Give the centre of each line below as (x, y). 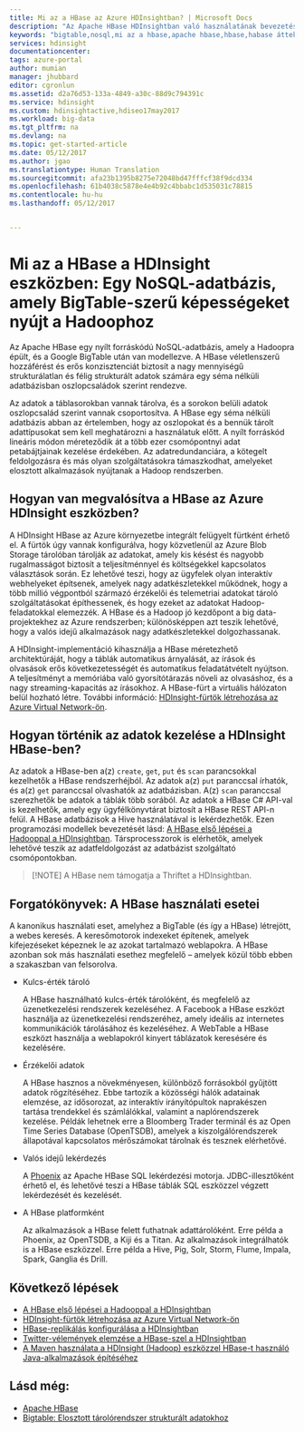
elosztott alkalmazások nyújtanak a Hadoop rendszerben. (116, 470)
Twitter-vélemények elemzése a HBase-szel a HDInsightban (134, 1339)
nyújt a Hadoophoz (82, 322)
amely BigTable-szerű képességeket (150, 302)
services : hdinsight (48, 43)
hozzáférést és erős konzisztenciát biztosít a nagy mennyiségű (127, 366)
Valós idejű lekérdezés (64, 1158)
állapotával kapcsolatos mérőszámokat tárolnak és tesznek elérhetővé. (154, 1141)
